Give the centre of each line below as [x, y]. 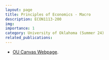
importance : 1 [20, 28]
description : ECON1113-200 [33, 19]
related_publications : [29, 38]
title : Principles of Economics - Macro [48, 14]
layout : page [19, 10]
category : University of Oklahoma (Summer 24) [55, 33]
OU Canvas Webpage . [35, 52]
